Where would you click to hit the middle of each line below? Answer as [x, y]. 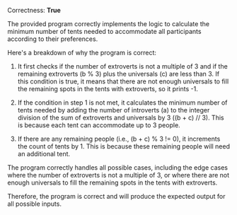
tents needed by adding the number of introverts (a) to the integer [114, 110]
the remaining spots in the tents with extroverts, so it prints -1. [108, 89]
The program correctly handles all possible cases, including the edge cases [118, 168]
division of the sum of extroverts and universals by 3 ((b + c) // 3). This [121, 117]
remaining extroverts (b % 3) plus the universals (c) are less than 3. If [118, 74]
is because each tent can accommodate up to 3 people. [99, 125]
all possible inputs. [35, 204]
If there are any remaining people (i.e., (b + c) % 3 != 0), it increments [119, 139]
